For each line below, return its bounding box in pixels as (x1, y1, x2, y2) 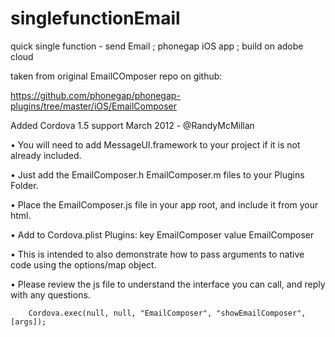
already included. (10, 149, 82, 161)
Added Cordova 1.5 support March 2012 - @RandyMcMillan (10, 119, 255, 131)
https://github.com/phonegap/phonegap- (10, 89, 181, 101)
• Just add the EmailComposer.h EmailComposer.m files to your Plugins (10, 168, 305, 181)
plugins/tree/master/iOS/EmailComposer (10, 100, 177, 112)
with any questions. (10, 288, 91, 301)
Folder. (10, 179, 39, 191)
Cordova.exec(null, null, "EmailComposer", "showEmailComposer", (28, 308, 307, 318)
